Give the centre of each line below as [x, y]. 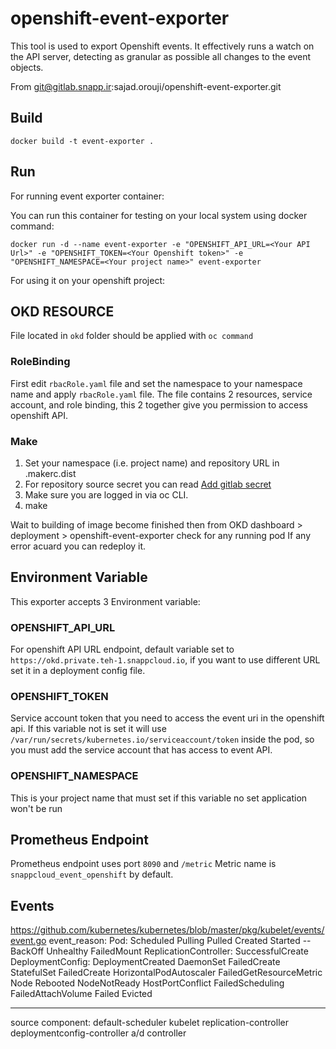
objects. [27, 67]
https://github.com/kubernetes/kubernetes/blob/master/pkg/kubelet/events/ [167, 930]
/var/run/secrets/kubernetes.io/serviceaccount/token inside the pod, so [162, 739]
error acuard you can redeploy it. [78, 546]
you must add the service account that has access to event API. [141, 750]
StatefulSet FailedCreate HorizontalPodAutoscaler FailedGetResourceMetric [166, 973]
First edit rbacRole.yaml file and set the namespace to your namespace [156, 383]
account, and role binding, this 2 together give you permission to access [159, 404]
